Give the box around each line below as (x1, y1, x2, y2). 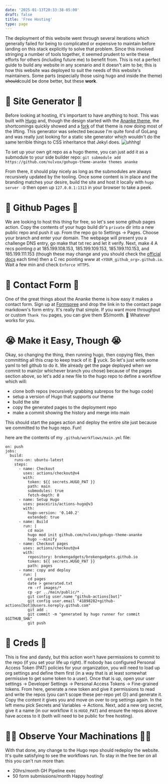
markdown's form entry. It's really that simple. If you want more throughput (5, 307, 160, 313)
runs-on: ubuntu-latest (14, 458, 64, 463)
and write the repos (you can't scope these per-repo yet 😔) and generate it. (5, 691, 162, 697)
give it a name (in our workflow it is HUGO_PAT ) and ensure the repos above (5, 707, 157, 713)
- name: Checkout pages (18, 541, 69, 546)
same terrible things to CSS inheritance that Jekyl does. (5, 139, 120, 145)
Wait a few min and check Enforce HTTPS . (5, 262, 90, 268)
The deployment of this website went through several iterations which (5, 35, 149, 41)
